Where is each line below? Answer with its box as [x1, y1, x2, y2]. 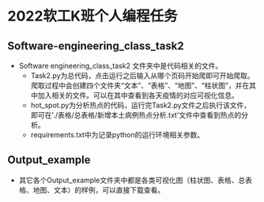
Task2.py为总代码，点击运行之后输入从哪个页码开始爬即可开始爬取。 [30, 71, 255, 80]
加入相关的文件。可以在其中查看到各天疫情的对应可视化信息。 [37, 91, 239, 99]
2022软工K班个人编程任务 [7, 7, 178, 25]
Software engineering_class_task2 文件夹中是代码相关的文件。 [18, 61, 223, 70]
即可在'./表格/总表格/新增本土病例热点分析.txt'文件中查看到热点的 [30, 110, 242, 119]
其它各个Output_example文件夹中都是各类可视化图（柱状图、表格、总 [18, 175, 246, 185]
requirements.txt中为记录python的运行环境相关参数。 [30, 130, 205, 139]
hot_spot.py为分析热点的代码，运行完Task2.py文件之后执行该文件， [30, 100, 251, 110]
